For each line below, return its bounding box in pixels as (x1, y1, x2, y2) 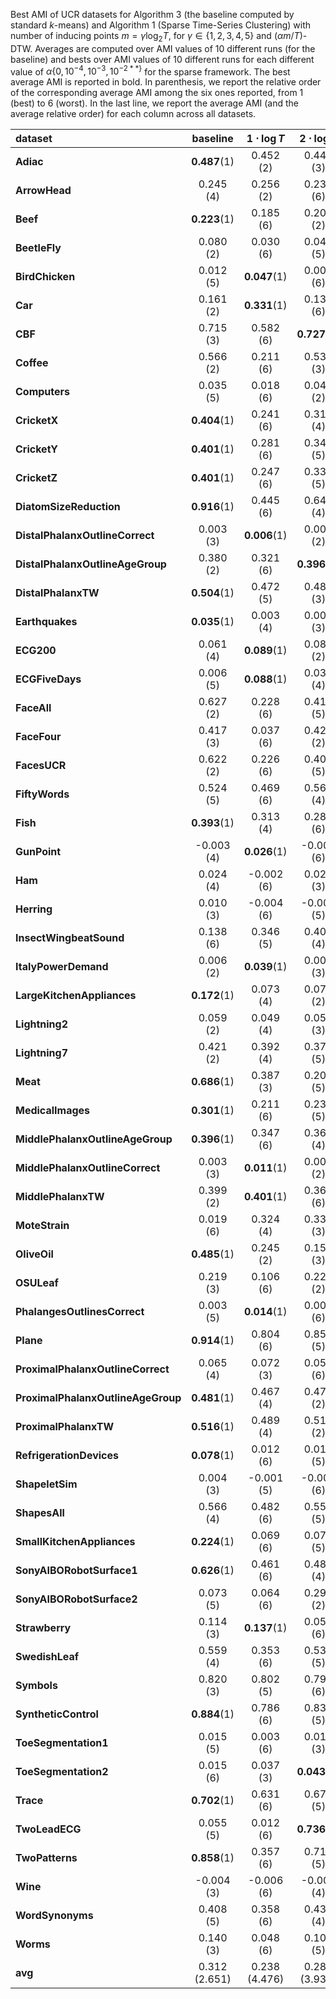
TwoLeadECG (15, 1822, 82, 1836)
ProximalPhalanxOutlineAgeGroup (15, 1391, 182, 1405)
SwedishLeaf (15, 1650, 80, 1664)
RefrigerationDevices (15, 1449, 119, 1463)
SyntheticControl (15, 1707, 99, 1721)
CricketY (15, 442, 59, 456)
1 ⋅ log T (246, 132, 285, 146)
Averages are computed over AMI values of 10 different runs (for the (34, 42, 316, 54)
